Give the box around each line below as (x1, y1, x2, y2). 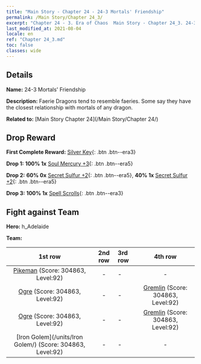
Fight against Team (6, 207, 80, 217)
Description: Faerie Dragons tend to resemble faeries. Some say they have (6, 97, 191, 105)
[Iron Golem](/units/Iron (16, 333, 83, 341)
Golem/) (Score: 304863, (14, 341, 86, 349)
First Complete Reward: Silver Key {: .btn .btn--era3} (6, 148, 136, 156)
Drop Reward (6, 132, 56, 142)
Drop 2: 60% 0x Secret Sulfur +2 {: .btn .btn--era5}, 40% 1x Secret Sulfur (6, 172, 188, 179)
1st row (38, 253, 61, 261)
